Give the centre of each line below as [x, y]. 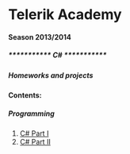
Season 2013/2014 [40, 37]
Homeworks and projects [51, 75]
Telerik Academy [65, 15]
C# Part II [35, 142]
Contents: [25, 95]
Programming [31, 114]
